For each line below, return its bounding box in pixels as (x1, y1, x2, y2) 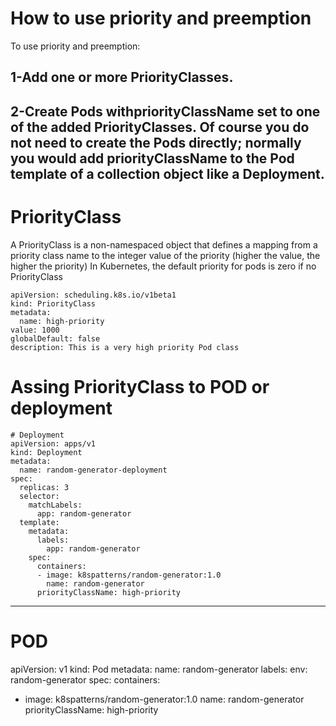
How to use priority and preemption (10, 7, 312, 30)
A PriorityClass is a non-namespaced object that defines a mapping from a (10, 238, 318, 251)
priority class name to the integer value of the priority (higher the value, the (10, 249, 321, 261)
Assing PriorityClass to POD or (10, 375, 270, 398)
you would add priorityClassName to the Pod (10, 150, 295, 167)
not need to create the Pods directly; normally (10, 134, 302, 151)
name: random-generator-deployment (19, 465, 168, 475)
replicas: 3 (19, 482, 70, 492)
